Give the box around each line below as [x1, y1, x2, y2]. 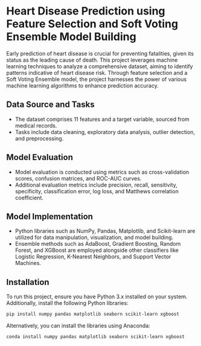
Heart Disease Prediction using [6, 4, 165, 18]
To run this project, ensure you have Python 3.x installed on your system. [6, 293, 188, 300]
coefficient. [14, 194, 43, 201]
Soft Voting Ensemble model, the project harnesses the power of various [6, 75, 187, 83]
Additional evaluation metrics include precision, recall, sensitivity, [14, 181, 178, 188]
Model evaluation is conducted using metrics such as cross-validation [14, 168, 190, 176]
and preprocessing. [14, 135, 64, 142]
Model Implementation [6, 211, 94, 222]
